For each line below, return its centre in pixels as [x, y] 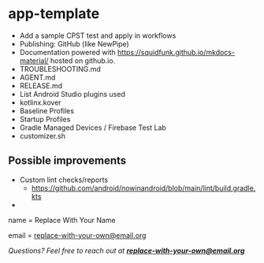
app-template [54, 14]
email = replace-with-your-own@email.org [77, 235]
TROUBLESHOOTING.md [60, 69]
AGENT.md [37, 77]
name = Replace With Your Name [62, 220]
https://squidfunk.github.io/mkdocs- [176, 52]
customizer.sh [42, 135]
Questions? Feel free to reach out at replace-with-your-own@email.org [126, 250]
